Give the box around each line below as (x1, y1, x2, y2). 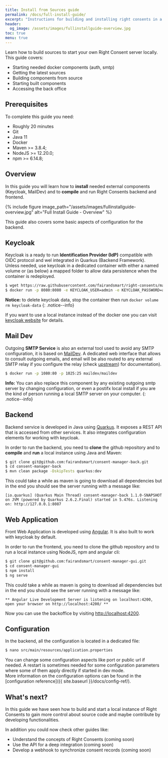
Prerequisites (5, 100, 48, 109)
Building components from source (12, 75, 82, 81)
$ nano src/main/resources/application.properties (5, 648, 113, 653)
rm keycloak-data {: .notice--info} (5, 302, 74, 308)
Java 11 (12, 134, 27, 140)
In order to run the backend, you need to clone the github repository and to (5, 444, 160, 450)
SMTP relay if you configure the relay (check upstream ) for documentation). (5, 361, 161, 367)
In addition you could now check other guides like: (5, 727, 109, 732)
